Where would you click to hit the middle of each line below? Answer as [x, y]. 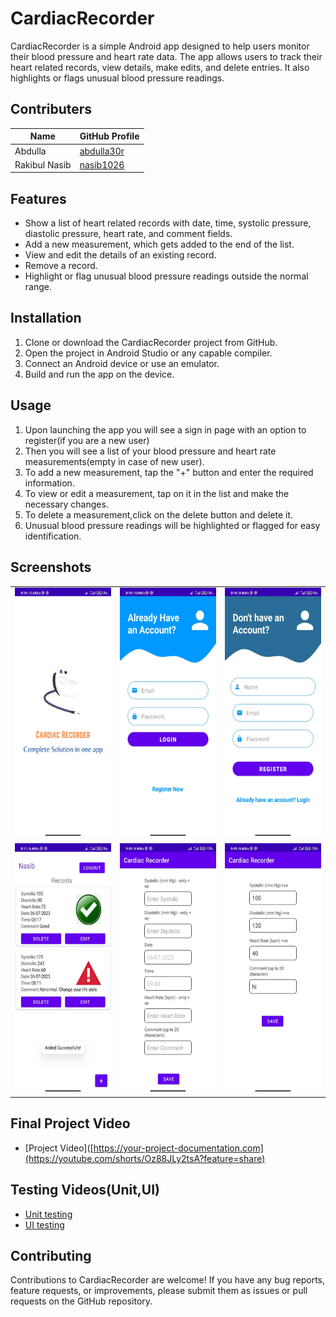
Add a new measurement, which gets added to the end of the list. [159, 244]
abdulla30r [102, 151]
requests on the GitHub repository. [81, 1301]
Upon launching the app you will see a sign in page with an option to [165, 429]
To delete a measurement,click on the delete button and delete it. [159, 514]
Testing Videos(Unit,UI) [85, 1190]
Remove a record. [61, 266]
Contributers [51, 109]
